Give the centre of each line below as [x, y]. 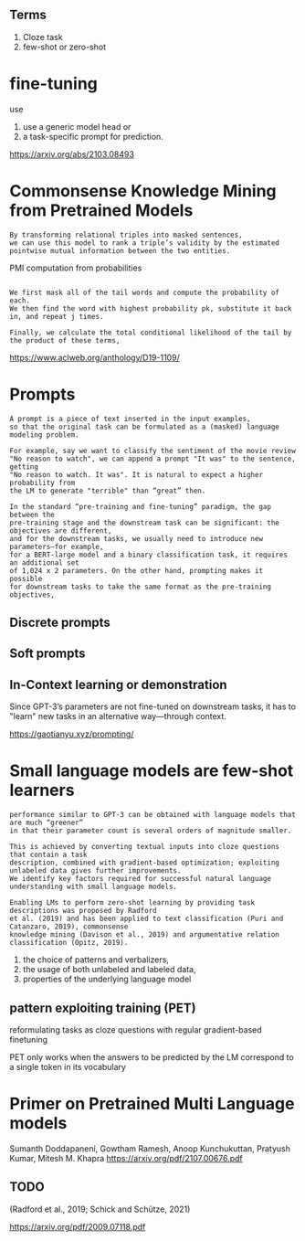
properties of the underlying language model [107, 979]
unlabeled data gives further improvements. [95, 871]
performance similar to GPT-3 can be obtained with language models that [153, 815]
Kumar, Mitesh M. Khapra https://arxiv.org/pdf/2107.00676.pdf [126, 1158]
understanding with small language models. [94, 887]
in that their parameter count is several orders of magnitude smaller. [151, 831]
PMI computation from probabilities [76, 268]
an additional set [44, 562]
